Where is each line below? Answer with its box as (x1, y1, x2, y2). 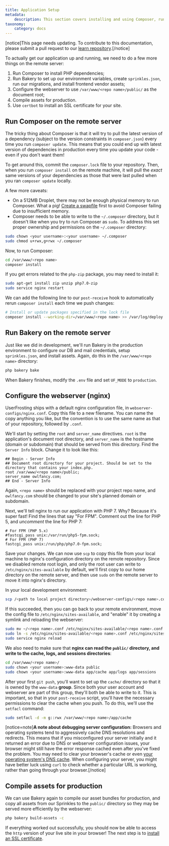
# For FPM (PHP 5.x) (5, 528, 49, 534)
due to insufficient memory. (12, 208, 70, 214)
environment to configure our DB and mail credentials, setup (5, 347, 130, 353)
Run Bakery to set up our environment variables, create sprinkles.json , (12, 76, 161, 82)
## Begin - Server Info (5, 457, 55, 462)
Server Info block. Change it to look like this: (5, 447, 99, 453)
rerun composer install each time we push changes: (5, 300, 115, 306)
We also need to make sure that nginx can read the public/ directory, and (5, 645, 159, 651)
